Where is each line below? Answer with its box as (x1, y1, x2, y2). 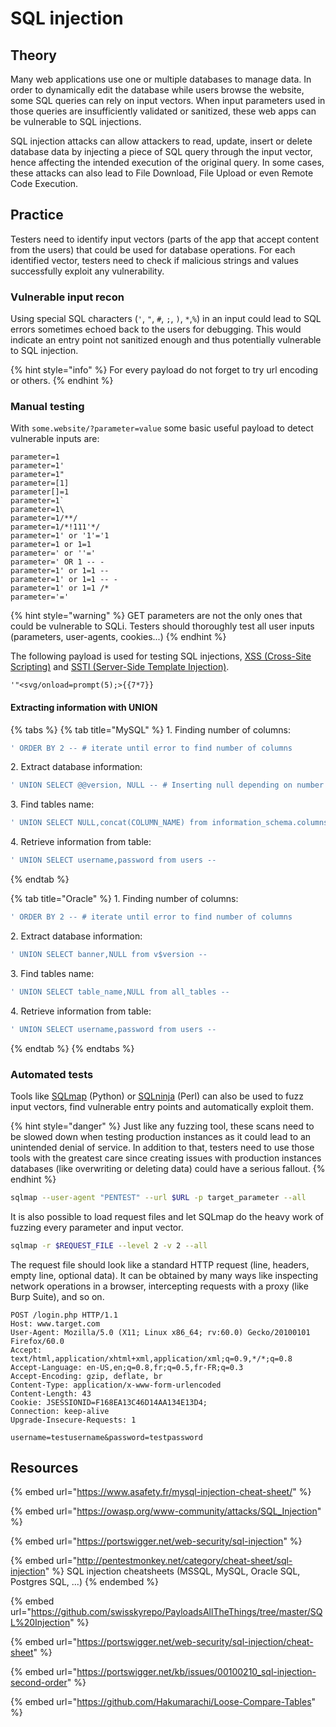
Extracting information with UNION (10, 702, 158, 713)
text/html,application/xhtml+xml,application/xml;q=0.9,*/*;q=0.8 (10, 1353, 293, 1364)
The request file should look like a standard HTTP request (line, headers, (10, 1258, 310, 1271)
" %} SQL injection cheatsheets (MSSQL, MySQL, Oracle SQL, (44, 1565, 301, 1577)
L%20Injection (10, 1617, 71, 1629)
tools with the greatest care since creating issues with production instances (10, 1152, 322, 1164)
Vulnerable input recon (10, 290, 125, 304)
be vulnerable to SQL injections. (10, 116, 142, 127)
